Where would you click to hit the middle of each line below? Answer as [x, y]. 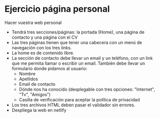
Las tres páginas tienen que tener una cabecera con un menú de [77, 42]
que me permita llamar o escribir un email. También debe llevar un [78, 63]
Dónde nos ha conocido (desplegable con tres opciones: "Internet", [87, 89]
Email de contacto [37, 84]
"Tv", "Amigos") [35, 94]
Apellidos [28, 79]
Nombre [27, 73]
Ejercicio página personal [57, 9]
